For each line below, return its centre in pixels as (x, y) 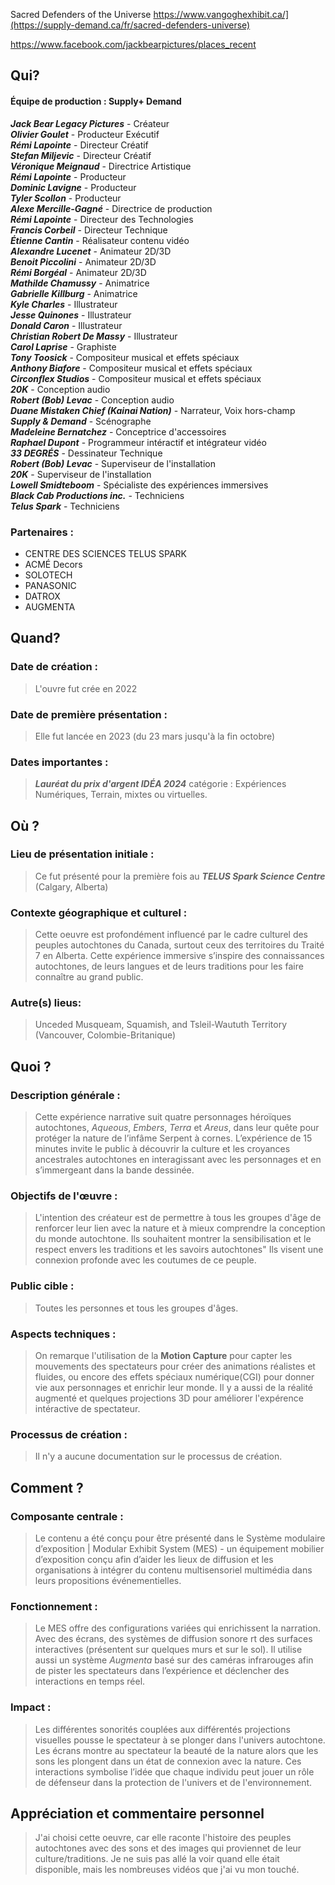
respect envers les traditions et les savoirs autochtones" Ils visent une (179, 1250)
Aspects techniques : (63, 1334)
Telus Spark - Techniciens (65, 506)
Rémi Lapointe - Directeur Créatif (79, 145)
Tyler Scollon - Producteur (66, 198)
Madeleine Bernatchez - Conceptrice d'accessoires (118, 431)
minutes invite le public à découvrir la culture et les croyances (162, 1149)
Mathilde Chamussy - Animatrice (80, 283)
